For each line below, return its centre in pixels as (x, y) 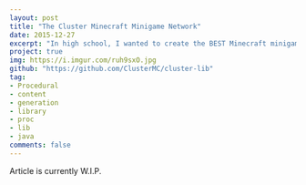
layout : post (34, 18)
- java (22, 137)
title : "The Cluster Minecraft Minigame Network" (106, 26)
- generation (34, 103)
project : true (36, 52)
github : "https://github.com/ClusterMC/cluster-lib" (112, 69)
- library (28, 111)
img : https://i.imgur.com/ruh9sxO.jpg (83, 60)
